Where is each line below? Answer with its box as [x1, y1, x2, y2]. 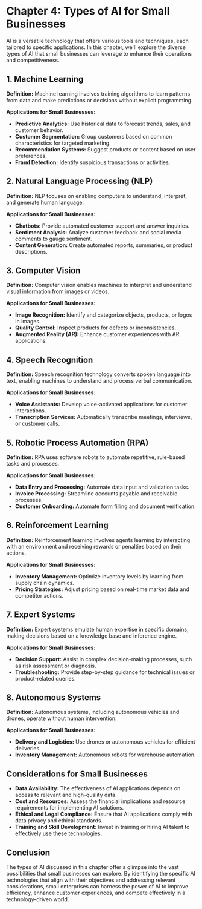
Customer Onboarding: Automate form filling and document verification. [14, 503, 196, 510]
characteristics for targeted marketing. [14, 139, 111, 147]
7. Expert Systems [6, 610, 75, 620]
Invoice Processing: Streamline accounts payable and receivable [14, 490, 178, 497]
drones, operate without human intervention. [6, 715, 117, 722]
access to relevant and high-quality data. [14, 792, 117, 799]
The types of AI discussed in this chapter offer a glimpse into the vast [6, 864, 179, 871]
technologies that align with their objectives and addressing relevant [6, 876, 176, 884]
